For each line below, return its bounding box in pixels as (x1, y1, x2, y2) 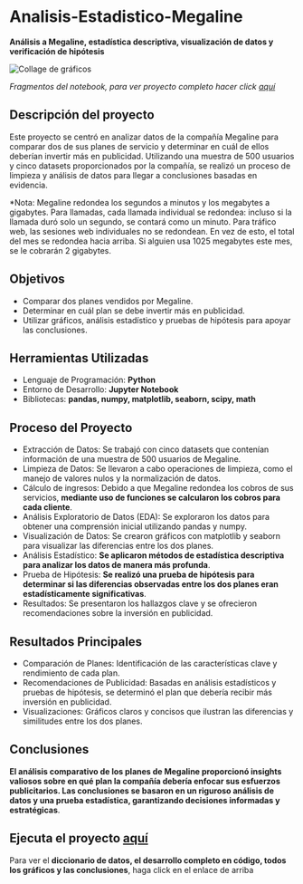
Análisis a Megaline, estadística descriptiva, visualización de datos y (9, 36, 274, 47)
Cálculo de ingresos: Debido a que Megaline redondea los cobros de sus (22, 483, 294, 494)
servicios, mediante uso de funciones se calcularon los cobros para (22, 492, 280, 504)
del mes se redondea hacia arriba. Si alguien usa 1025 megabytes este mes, (9, 235, 293, 246)
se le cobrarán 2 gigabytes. (9, 245, 111, 255)
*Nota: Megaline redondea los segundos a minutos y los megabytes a (9, 197, 270, 207)
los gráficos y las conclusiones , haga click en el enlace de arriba (9, 864, 254, 875)
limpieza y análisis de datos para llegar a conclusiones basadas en (9, 169, 258, 180)
